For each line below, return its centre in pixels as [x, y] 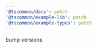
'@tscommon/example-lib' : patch [46, 17]
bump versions [24, 40]
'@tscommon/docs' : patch [37, 12]
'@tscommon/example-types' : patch [49, 23]
